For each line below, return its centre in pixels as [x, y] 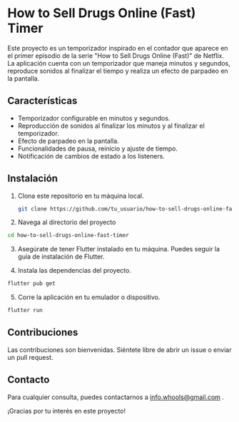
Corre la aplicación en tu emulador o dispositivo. [89, 297]
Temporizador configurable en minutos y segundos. [94, 118]
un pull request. [30, 357]
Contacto [29, 380]
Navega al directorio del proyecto [67, 222]
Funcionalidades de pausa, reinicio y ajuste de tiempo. [98, 149]
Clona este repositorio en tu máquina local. [81, 196]
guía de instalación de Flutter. [61, 257]
